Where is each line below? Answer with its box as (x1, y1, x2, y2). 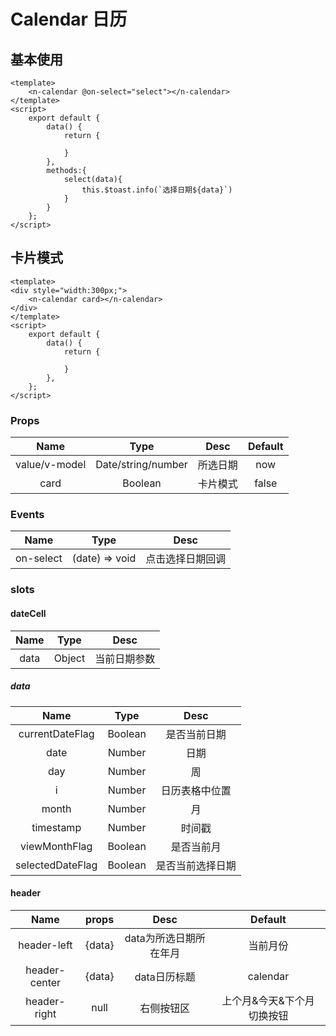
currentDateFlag (18, 726, 95, 740)
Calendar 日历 (10, 8, 128, 31)
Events (10, 508, 45, 522)
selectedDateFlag (15, 858, 98, 872)
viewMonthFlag (20, 839, 93, 853)
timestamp (31, 820, 82, 834)
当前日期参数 (94, 651, 156, 665)
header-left (18, 938, 73, 952)
